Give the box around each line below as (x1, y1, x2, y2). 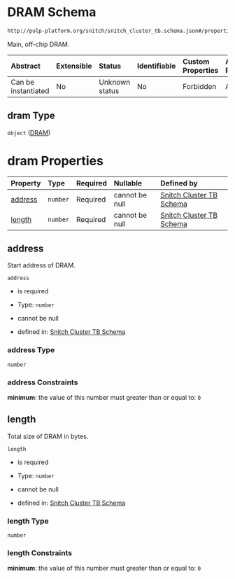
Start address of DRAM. (7, 261, 76, 270)
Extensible (55, 61, 92, 71)
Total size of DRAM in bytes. (7, 432, 89, 440)
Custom (183, 57, 210, 67)
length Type (7, 516, 49, 526)
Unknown (99, 77, 131, 87)
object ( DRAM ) (7, 128, 51, 137)
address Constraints (7, 377, 78, 387)
